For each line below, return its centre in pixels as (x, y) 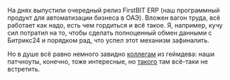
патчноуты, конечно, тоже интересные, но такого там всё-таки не (108, 62)
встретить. (24, 69)
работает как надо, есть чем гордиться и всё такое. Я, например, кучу (115, 25)
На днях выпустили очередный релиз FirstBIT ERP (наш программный (114, 10)
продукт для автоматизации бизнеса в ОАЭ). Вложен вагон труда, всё (114, 18)
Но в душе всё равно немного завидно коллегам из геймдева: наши (111, 54)
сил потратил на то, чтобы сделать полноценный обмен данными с (110, 33)
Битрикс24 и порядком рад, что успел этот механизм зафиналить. (108, 40)
